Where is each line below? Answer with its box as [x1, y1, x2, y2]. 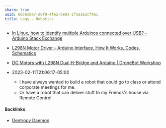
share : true [4, 7, 29, 12]
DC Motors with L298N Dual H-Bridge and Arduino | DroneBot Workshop [11, 60, 161, 66]
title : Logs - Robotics [4, 16, 54, 21]
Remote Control [19, 95, 52, 101]
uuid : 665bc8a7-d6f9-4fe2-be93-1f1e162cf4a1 [4, 12, 98, 17]
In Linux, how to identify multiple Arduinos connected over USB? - [11, 30, 147, 36]
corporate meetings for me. [19, 84, 76, 90]
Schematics [11, 50, 36, 56]
